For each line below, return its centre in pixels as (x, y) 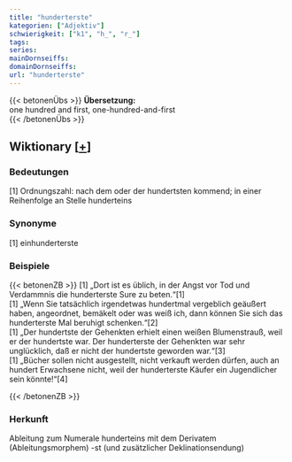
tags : (19, 42)
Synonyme (33, 224)
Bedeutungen (39, 172)
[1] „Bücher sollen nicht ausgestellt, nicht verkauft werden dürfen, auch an (145, 360)
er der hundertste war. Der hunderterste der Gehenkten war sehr (127, 342)
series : (23, 50)
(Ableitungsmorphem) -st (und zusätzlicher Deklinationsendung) (127, 448)
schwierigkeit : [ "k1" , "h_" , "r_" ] (75, 34)
